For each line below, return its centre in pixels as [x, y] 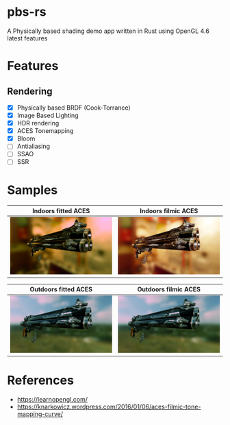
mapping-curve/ [40, 414]
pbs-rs [27, 12]
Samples [33, 190]
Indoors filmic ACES [169, 210]
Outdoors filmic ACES [169, 289]
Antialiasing [33, 146]
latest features [27, 38]
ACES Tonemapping [45, 131]
